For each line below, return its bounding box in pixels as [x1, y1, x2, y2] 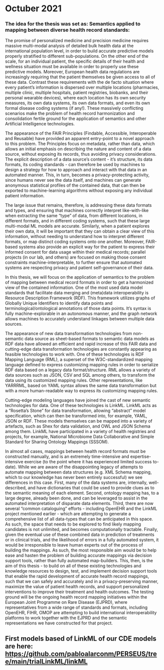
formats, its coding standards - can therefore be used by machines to [5, 162, 145, 167]
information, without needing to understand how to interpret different [5, 234, 144, 239]
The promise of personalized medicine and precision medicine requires [5, 38, 149, 44]
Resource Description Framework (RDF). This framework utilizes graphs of [5, 295, 155, 301]
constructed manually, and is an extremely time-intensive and [5, 454, 130, 459]
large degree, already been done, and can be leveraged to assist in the [5, 495, 148, 501]
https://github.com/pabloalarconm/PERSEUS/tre [5, 649, 157, 658]
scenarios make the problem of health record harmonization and [5, 111, 135, 117]
